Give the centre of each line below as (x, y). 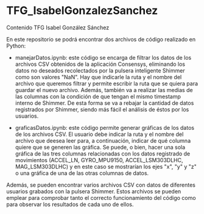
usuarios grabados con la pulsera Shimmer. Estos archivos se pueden (94, 191)
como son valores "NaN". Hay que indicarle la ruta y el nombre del (98, 77)
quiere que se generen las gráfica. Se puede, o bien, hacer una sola (100, 147)
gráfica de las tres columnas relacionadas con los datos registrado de (103, 154)
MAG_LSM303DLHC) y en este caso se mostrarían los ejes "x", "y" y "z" (106, 166)
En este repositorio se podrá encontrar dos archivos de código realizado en (101, 39)
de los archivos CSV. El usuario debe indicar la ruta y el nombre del (99, 134)
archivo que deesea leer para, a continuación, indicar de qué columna (103, 140)
